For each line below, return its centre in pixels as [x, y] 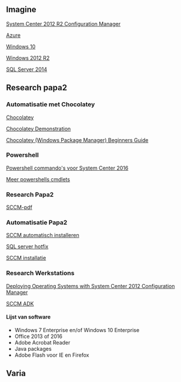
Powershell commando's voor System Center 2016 [67, 168]
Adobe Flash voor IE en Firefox [52, 355]
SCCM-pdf [19, 207]
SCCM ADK [20, 303]
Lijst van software [29, 317]
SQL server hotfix [27, 246]
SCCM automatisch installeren [43, 235]
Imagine [21, 10]
